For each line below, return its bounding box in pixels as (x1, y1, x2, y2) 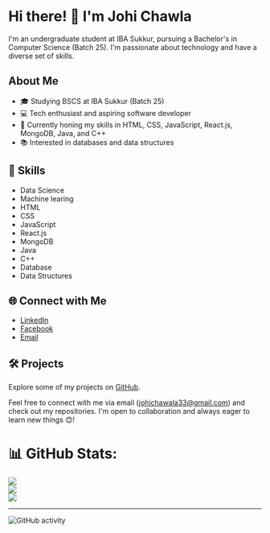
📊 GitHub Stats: (8, 444, 118, 463)
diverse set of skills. (8, 51, 75, 60)
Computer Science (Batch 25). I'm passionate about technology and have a (8, 42, 257, 52)
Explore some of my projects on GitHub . (8, 382, 141, 392)
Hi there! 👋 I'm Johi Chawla (8, 7, 192, 26)
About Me (8, 74, 59, 88)
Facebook (19, 324, 54, 333)
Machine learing (19, 193, 74, 204)
